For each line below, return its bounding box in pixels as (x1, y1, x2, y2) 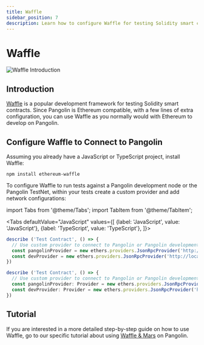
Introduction (6, 84, 55, 94)
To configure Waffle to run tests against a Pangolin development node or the (6, 181, 197, 189)
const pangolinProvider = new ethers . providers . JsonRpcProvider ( (12, 247, 181, 253)
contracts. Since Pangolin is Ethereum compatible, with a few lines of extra (6, 107, 194, 114)
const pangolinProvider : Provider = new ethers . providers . (12, 281, 165, 287)
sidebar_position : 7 (6, 15, 59, 21)
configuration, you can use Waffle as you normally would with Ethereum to (6, 113, 192, 120)
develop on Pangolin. (6, 119, 59, 127)
